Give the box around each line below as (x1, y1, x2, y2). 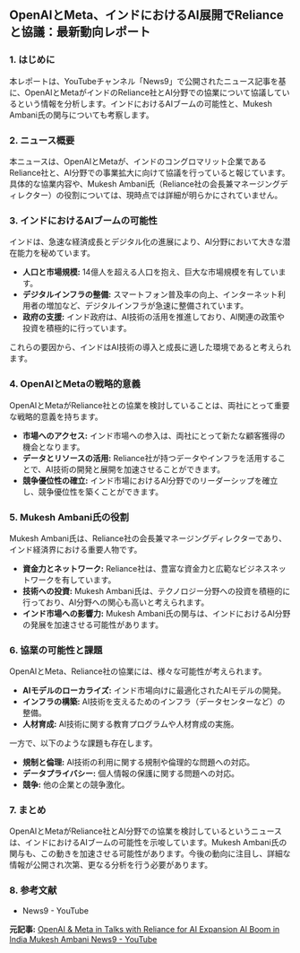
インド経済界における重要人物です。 (9, 544, 142, 555)
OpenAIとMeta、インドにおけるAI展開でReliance (9, 7, 284, 23)
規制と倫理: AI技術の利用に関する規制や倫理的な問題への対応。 (21, 756, 255, 768)
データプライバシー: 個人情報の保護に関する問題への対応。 (21, 768, 240, 779)
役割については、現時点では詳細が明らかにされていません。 (64, 189, 283, 200)
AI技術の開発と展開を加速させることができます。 (45, 464, 226, 475)
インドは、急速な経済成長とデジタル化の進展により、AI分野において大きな (9, 236, 283, 248)
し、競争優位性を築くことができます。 (21, 486, 164, 497)
